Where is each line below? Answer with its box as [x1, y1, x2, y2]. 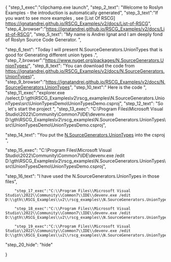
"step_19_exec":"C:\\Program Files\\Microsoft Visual [14, 224, 131, 229]
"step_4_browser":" [5, 26, 46, 32]
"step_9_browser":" [5, 79, 46, 85]
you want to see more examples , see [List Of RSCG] [5, 15, 116, 21]
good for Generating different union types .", [5, 52, 98, 58]
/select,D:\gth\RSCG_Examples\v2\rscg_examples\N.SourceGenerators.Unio [5, 95, 165, 101]
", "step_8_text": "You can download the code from [28, 63, 135, 69]
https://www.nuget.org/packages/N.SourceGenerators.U [45, 57, 164, 63]
